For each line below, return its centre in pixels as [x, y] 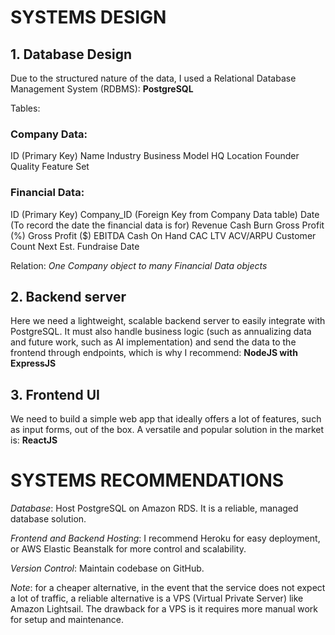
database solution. [48, 519]
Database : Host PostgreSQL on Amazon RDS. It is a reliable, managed [154, 508]
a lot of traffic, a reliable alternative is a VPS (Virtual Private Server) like [157, 598]
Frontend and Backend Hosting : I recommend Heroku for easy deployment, [165, 538]
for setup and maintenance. [67, 620]
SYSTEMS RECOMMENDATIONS [147, 480]
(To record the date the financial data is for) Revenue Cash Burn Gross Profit [167, 225]
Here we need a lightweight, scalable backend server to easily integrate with [168, 321]
